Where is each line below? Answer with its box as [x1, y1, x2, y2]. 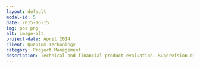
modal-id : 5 [6, 14, 36, 20]
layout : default [6, 8, 46, 15]
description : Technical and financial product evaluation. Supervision [6, 53, 187, 59]
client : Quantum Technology [6, 42, 76, 48]
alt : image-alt [6, 31, 44, 37]
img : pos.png [6, 25, 39, 31]
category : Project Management [6, 47, 82, 53]
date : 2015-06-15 [6, 20, 49, 25]
